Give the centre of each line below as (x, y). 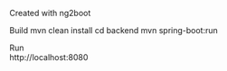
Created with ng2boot (50, 13)
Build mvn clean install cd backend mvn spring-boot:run (114, 30)
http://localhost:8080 (49, 57)
